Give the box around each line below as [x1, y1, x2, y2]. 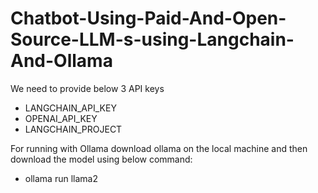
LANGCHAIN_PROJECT [24, 123, 123, 135]
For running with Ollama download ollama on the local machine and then [10, 142, 308, 154]
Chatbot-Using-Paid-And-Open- [10, 7, 287, 30]
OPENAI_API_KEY [24, 112, 98, 124]
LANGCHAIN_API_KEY [24, 102, 117, 114]
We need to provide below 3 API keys [10, 82, 165, 94]
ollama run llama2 [24, 172, 98, 184]
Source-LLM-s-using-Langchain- [10, 28, 295, 51]
